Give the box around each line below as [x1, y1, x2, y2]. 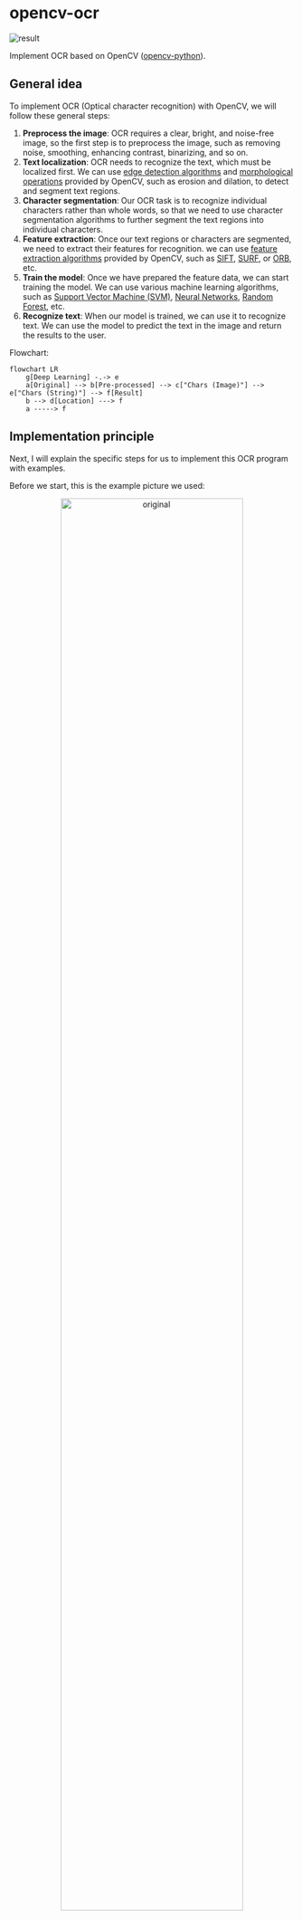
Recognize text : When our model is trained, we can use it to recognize [22, 310, 287, 321]
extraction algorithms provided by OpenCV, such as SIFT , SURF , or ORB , [22, 253, 292, 263]
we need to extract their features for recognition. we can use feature [22, 243, 278, 253]
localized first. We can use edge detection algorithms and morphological [22, 166, 294, 177]
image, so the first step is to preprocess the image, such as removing [22, 137, 281, 148]
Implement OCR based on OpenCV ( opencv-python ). [9, 50, 206, 61]
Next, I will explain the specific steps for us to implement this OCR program [9, 453, 289, 463]
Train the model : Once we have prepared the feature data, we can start [22, 272, 289, 282]
